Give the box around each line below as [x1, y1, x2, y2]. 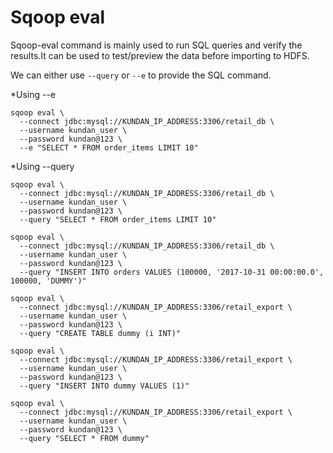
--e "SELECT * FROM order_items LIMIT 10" [19, 142, 199, 153]
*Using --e [10, 88, 57, 100]
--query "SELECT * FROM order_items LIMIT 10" [19, 214, 217, 225]
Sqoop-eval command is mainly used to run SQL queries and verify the [10, 39, 303, 51]
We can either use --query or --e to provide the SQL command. [10, 69, 272, 81]
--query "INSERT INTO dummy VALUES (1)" [19, 381, 190, 391]
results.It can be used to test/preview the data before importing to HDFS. [10, 49, 310, 61]
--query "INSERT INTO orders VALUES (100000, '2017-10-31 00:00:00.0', [19, 267, 325, 277]
